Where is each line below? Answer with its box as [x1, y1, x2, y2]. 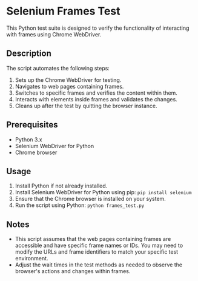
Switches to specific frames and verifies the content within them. [15, 89, 177, 96]
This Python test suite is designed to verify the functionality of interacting [6, 24, 190, 32]
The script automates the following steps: [6, 64, 110, 72]
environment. [15, 255, 48, 262]
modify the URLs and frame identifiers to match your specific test [15, 248, 179, 256]
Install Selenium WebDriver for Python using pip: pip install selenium [15, 189, 192, 196]
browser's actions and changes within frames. [15, 268, 131, 275]
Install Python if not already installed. [15, 182, 108, 189]
